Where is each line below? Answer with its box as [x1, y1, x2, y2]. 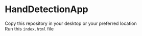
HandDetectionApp [5, 4, 88, 15]
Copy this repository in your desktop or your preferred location [5, 20, 137, 26]
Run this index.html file [5, 25, 54, 31]
